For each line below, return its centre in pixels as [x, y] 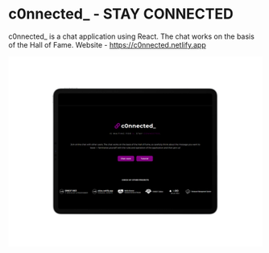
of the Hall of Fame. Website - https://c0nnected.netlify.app [108, 44]
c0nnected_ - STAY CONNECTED [121, 14]
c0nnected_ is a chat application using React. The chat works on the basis [132, 36]
